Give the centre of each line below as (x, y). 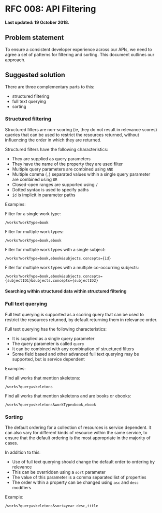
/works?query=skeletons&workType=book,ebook (51, 405)
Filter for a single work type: (33, 214)
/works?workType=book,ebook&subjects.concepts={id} (58, 258)
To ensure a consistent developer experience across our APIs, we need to (79, 49)
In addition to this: (23, 452)
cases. (12, 443)
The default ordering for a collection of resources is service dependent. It (78, 427)
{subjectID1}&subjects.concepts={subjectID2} (52, 280)
